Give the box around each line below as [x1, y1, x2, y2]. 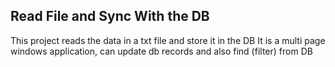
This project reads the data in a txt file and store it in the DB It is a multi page [10, 34, 326, 46]
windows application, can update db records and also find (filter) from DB [10, 45, 313, 57]
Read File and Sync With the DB [10, 8, 210, 25]
